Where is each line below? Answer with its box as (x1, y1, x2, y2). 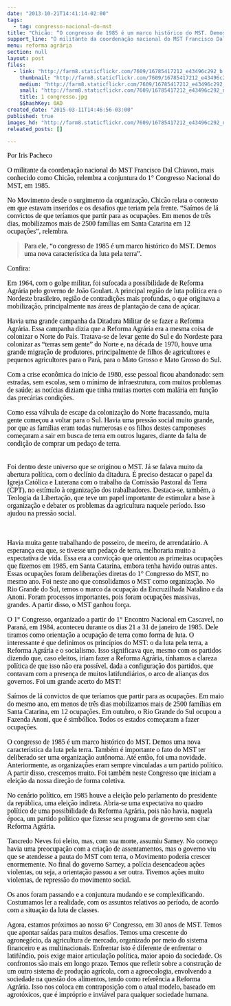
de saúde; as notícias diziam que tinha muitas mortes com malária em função (7, 386, 219, 394)
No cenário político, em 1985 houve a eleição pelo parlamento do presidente (7, 791, 217, 800)
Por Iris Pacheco (7, 151, 53, 159)
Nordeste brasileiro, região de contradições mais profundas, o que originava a (7, 295, 220, 303)
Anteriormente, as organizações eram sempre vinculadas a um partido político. (7, 761, 223, 769)
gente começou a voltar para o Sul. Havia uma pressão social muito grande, (7, 416, 214, 424)
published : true (7, 112, 54, 119)
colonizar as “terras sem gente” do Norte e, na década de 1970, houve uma (7, 340, 212, 348)
